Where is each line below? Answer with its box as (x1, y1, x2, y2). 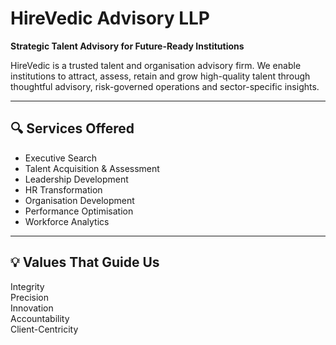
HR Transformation (24, 183, 103, 196)
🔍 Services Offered (10, 120, 135, 137)
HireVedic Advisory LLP (10, 7, 210, 30)
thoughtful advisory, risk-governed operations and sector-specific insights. (10, 80, 320, 92)
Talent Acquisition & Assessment (24, 162, 160, 174)
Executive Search (24, 152, 98, 164)
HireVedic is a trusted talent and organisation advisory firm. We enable (10, 59, 302, 71)
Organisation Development (24, 194, 135, 206)
